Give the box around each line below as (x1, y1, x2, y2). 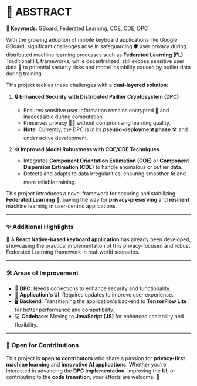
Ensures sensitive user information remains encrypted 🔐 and (23, 107, 169, 114)
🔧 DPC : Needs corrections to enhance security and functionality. (14, 285, 171, 292)
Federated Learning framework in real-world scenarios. (6, 248, 140, 255)
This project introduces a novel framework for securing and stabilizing (6, 189, 176, 197)
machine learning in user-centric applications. (6, 202, 117, 209)
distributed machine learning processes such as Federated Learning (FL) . (6, 51, 185, 58)
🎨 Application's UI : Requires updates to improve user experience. (14, 291, 174, 298)
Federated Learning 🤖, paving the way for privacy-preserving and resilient (6, 196, 189, 203)
